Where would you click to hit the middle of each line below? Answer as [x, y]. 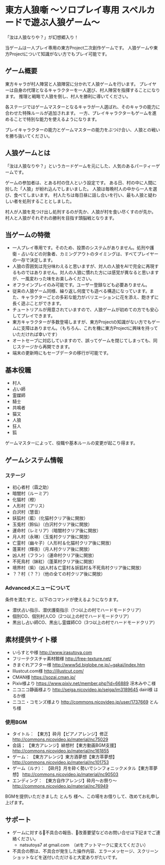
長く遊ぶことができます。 [38, 304]
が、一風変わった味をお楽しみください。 [53, 279]
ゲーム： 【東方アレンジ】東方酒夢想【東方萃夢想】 [65, 757]
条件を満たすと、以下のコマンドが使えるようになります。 [63, 600]
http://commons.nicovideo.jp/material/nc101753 [61, 763]
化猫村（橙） [25, 499]
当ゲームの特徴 [28, 235]
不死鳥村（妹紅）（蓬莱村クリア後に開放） [54, 561]
